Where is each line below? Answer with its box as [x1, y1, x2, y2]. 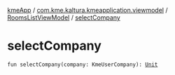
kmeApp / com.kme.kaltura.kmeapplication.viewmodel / [7, 6, 168, 14]
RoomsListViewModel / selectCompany [7, 13, 120, 22]
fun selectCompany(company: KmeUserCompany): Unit [7, 61, 158, 68]
